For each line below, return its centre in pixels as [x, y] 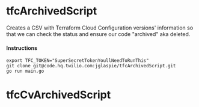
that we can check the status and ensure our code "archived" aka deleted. [98, 34]
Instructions [22, 48]
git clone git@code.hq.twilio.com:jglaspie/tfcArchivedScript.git [91, 66]
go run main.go [25, 71]
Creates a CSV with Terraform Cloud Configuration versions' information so [100, 28]
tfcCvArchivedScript [59, 95]
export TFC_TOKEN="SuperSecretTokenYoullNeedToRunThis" [78, 61]
